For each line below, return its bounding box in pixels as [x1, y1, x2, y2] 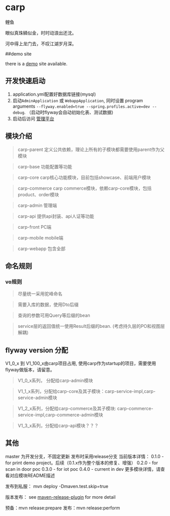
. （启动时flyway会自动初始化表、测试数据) [24, 109, 114, 115]
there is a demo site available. [5, 60, 67, 67]
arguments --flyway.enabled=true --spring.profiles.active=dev [12, 103, 150, 109]
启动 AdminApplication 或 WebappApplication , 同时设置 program [12, 97, 143, 103]
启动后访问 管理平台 [12, 115, 54, 122]
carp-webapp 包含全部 [17, 246, 66, 252]
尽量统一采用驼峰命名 [17, 291, 62, 297]
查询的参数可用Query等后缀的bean [17, 312, 90, 319]
